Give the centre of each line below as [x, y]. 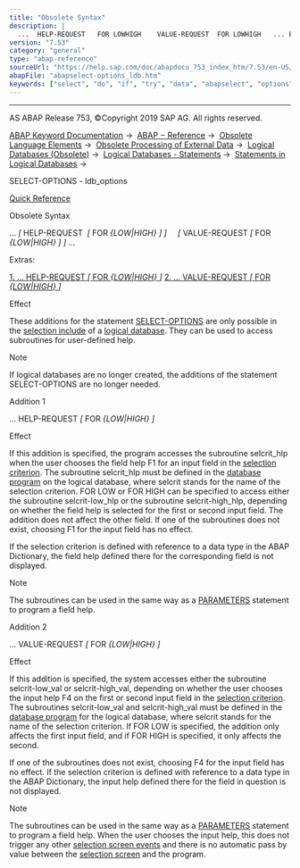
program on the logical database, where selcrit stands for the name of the [145, 481]
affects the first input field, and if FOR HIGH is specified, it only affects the [146, 735]
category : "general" [48, 51]
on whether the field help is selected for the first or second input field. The [146, 510]
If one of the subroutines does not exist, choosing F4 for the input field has [147, 762]
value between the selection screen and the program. [108, 854]
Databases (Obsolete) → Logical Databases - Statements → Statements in [147, 154]
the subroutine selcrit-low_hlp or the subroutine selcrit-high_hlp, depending [148, 500]
